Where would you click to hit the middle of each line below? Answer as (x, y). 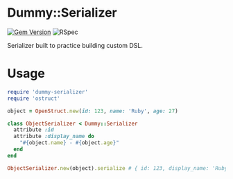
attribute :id (34, 130)
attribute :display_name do (54, 137)
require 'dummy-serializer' (48, 92)
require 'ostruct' (34, 99)
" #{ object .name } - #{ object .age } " (69, 143)
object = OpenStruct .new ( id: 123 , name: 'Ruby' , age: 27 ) (93, 111)
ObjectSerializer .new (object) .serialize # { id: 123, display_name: (108, 168)
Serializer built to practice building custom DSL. (75, 45)
